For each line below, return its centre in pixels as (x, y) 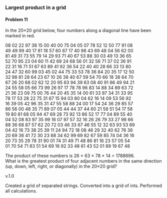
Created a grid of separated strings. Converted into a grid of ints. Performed (84, 186)
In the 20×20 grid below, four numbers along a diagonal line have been (78, 30)
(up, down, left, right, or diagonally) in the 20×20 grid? (61, 167)
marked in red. (20, 36)
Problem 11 (17, 19)
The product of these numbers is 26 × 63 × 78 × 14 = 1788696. (70, 156)
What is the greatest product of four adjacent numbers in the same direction (83, 161)
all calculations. (21, 191)
